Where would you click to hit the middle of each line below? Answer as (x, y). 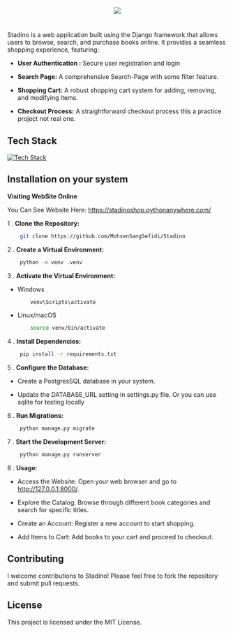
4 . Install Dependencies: (44, 342)
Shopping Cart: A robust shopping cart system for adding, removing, (116, 90)
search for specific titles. (53, 509)
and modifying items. (47, 98)
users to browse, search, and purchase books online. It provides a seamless (116, 43)
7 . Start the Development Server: (57, 442)
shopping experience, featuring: (53, 50)
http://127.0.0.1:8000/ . (48, 488)
